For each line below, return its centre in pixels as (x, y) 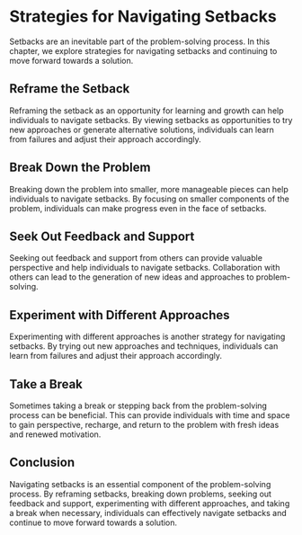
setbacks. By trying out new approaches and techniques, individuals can (144, 346)
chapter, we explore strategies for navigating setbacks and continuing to (143, 50)
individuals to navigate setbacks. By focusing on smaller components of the (149, 199)
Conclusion (42, 463)
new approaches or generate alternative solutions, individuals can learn (142, 129)
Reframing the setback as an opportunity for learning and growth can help (147, 111)
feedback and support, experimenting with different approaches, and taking (150, 503)
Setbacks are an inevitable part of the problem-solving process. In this (140, 41)
